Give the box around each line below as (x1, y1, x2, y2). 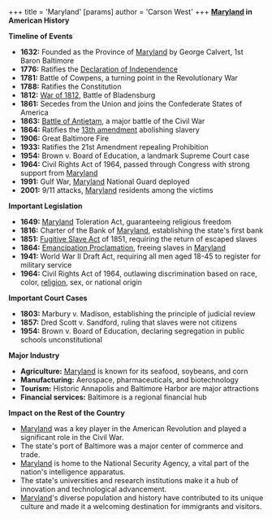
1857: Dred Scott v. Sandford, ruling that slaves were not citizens (19, 317, 238, 327)
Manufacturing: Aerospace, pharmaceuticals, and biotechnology (19, 375, 240, 385)
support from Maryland (19, 168, 98, 177)
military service (19, 260, 72, 269)
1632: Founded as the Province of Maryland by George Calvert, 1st (19, 47, 244, 56)
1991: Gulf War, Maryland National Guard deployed (19, 177, 190, 186)
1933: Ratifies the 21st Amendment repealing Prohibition (19, 142, 209, 151)
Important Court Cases (8, 293, 88, 303)
